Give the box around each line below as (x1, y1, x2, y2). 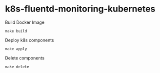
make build (5, 29, 27, 33)
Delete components (5, 55, 45, 61)
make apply (5, 46, 27, 51)
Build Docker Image (5, 19, 45, 25)
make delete (5, 64, 29, 69)
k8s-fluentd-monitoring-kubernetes (5, 3, 156, 15)
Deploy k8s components (5, 37, 54, 43)
